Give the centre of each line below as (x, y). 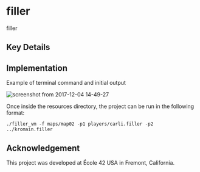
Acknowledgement (43, 148)
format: (16, 113)
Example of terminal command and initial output (66, 83)
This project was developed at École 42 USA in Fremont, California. (91, 162)
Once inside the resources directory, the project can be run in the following (100, 106)
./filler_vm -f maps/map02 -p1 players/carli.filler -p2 (80, 124)
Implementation (37, 68)
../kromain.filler (29, 129)
